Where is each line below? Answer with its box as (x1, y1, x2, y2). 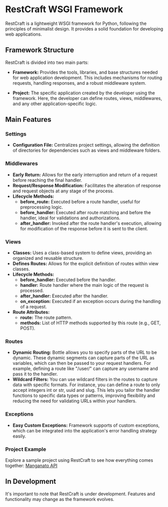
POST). (20, 325, 35, 331)
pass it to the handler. (12, 371, 58, 377)
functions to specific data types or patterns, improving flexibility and (12, 392, 155, 399)
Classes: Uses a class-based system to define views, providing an (12, 250, 152, 256)
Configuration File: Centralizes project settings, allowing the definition (12, 142, 160, 148)
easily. (12, 433, 26, 439)
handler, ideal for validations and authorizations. (20, 215, 120, 221)
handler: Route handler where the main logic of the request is (20, 282, 149, 288)
